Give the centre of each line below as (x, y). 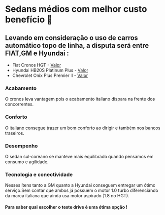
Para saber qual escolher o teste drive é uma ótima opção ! (66, 207)
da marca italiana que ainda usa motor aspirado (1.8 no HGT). (67, 196)
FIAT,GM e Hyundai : (37, 53)
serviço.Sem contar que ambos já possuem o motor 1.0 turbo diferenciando (82, 190)
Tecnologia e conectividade (39, 175)
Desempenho (21, 145)
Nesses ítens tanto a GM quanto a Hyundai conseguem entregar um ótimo (80, 185)
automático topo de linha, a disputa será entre (77, 45)
